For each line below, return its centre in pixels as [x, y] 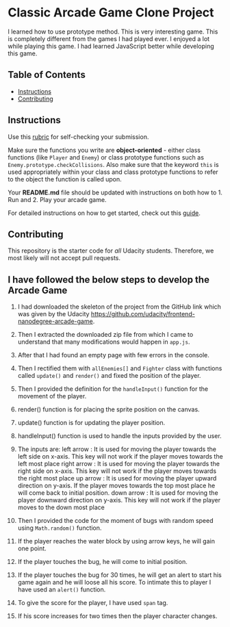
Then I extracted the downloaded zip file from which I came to [105, 335]
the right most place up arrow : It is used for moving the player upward [117, 478]
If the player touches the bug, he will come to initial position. [102, 562]
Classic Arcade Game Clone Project [111, 13]
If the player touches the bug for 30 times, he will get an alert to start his [119, 575]
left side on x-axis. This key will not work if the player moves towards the [120, 457]
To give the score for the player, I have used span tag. [93, 603]
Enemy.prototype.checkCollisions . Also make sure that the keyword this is [113, 164]
